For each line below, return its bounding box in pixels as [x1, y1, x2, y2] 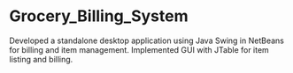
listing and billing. [9, 54, 73, 64]
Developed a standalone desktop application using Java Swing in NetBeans [9, 35, 285, 46]
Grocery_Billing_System [9, 6, 189, 26]
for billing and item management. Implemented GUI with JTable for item [9, 44, 270, 55]
